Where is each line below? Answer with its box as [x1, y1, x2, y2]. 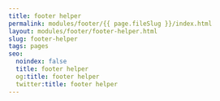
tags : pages [8, 42, 49, 50]
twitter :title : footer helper [15, 80, 118, 88]
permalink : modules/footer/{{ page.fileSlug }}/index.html [8, 20, 213, 28]
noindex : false [15, 58, 67, 66]
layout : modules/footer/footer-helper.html [8, 27, 158, 35]
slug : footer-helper [8, 34, 79, 43]
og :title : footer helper [15, 72, 100, 81]
